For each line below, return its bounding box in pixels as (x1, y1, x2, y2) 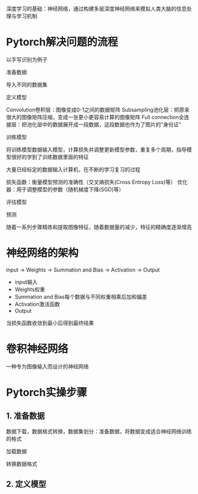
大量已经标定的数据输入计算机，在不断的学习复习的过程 (6, 166, 140, 173)
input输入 (14, 278, 38, 285)
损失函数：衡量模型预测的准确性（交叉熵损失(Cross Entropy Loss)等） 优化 (6, 178, 188, 185)
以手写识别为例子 (6, 55, 48, 63)
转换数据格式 (6, 460, 37, 467)
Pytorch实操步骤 (6, 386, 87, 399)
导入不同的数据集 (6, 81, 48, 88)
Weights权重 (14, 286, 45, 293)
